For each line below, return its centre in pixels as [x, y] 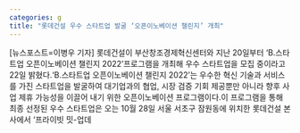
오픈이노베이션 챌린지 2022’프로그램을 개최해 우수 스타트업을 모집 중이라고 [155, 63]
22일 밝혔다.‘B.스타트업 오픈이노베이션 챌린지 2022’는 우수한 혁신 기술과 [135, 75]
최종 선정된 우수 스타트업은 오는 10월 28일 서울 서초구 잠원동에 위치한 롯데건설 [146, 108]
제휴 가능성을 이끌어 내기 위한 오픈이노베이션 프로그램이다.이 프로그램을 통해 [151, 97]
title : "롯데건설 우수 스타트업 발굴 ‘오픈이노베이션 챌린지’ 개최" [117, 26]
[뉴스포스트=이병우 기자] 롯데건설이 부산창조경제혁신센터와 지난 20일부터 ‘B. [142, 52]
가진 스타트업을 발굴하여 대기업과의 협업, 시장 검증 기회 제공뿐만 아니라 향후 [150, 86]
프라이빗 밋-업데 [63, 119]
